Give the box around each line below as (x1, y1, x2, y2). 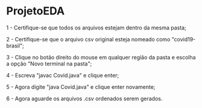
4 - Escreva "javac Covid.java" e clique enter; (6, 71, 119, 79)
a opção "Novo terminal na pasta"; (6, 60, 92, 67)
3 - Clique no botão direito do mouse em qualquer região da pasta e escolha (6, 53, 196, 61)
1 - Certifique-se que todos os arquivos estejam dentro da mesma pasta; (6, 24, 187, 31)
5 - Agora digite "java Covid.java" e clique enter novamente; (6, 83, 156, 91)
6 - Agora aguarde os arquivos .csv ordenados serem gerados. (6, 95, 163, 102)
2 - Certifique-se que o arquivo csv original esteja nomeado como (6, 35, 171, 43)
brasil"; (6, 42, 24, 49)
